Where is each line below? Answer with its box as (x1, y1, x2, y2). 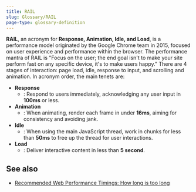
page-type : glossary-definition (6, 19, 85, 25)
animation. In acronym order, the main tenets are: (6, 73, 125, 80)
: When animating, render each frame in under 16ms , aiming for (23, 109, 177, 116)
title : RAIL (6, 8, 35, 15)
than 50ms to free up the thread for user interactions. (23, 134, 153, 142)
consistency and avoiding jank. (23, 116, 99, 123)
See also (6, 164, 38, 174)
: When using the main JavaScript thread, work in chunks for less (23, 128, 181, 135)
